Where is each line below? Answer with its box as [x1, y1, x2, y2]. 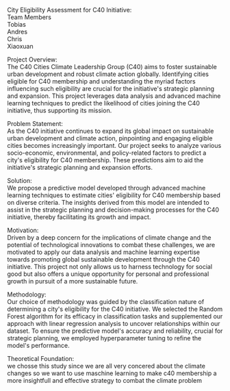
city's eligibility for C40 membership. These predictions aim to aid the [7, 156, 204, 164]
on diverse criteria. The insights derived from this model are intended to [7, 199, 210, 206]
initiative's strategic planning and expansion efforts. [7, 164, 153, 171]
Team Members [7, 13, 51, 21]
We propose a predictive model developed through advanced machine [7, 184, 206, 192]
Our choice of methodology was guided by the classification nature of [7, 298, 205, 305]
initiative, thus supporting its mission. [7, 106, 112, 114]
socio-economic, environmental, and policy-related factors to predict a [7, 149, 207, 157]
